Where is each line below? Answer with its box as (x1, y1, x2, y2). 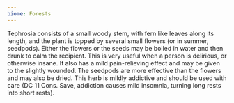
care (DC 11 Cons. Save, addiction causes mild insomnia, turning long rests (7, 81, 221, 89)
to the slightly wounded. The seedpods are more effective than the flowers (7, 66, 221, 74)
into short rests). (7, 88, 55, 97)
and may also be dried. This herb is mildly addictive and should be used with (7, 74, 227, 82)
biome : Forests (7, 10, 52, 17)
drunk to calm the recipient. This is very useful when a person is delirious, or (7, 51, 227, 60)
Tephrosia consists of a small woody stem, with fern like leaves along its (7, 29, 214, 38)
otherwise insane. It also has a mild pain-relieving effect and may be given (7, 58, 221, 67)
